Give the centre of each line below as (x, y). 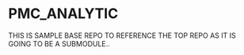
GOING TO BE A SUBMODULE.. (59, 43)
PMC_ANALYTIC (63, 14)
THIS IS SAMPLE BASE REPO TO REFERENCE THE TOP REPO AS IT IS (122, 35)
